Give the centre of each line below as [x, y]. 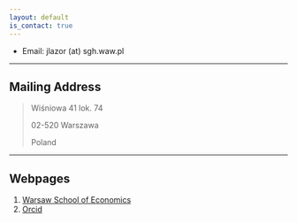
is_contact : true [41, 26]
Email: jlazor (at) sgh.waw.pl [73, 50]
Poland [44, 142]
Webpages [40, 178]
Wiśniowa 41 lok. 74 [67, 108]
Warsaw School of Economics [76, 200]
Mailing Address [55, 86]
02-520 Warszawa [65, 126]
